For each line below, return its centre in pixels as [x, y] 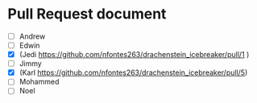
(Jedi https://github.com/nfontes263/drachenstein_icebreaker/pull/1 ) [134, 55]
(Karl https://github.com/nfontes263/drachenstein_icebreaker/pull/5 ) [133, 72]
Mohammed [39, 82]
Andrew [32, 36]
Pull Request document [87, 14]
